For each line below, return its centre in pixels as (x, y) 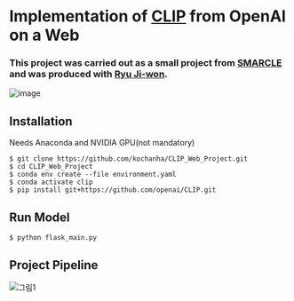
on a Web (44, 35)
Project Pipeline (54, 265)
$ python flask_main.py (53, 238)
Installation (41, 121)
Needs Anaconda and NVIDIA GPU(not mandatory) (102, 143)
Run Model (40, 217)
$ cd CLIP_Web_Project (51, 167)
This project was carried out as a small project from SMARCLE (146, 63)
